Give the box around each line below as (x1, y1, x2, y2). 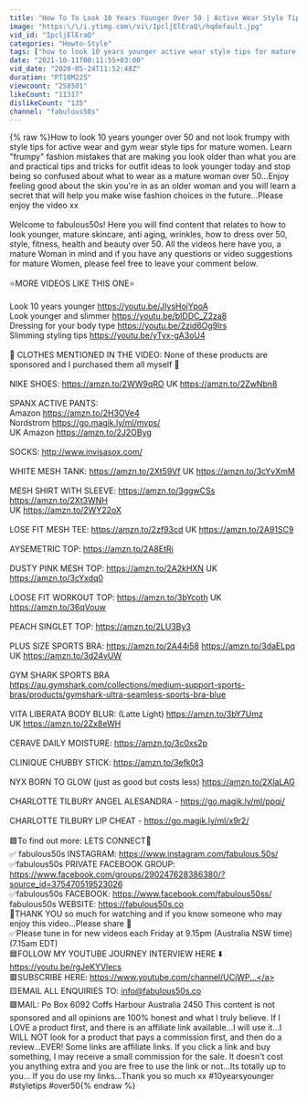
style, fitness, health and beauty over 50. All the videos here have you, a (9, 238, 281, 249)
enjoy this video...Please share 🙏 (9, 918, 132, 929)
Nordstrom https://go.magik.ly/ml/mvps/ (9, 418, 161, 428)
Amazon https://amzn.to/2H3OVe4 (9, 407, 140, 418)
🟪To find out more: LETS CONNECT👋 (9, 835, 152, 846)
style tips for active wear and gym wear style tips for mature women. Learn (9, 142, 292, 153)
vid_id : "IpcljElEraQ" (9, 30, 96, 39)
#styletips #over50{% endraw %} (9, 1080, 136, 1092)
